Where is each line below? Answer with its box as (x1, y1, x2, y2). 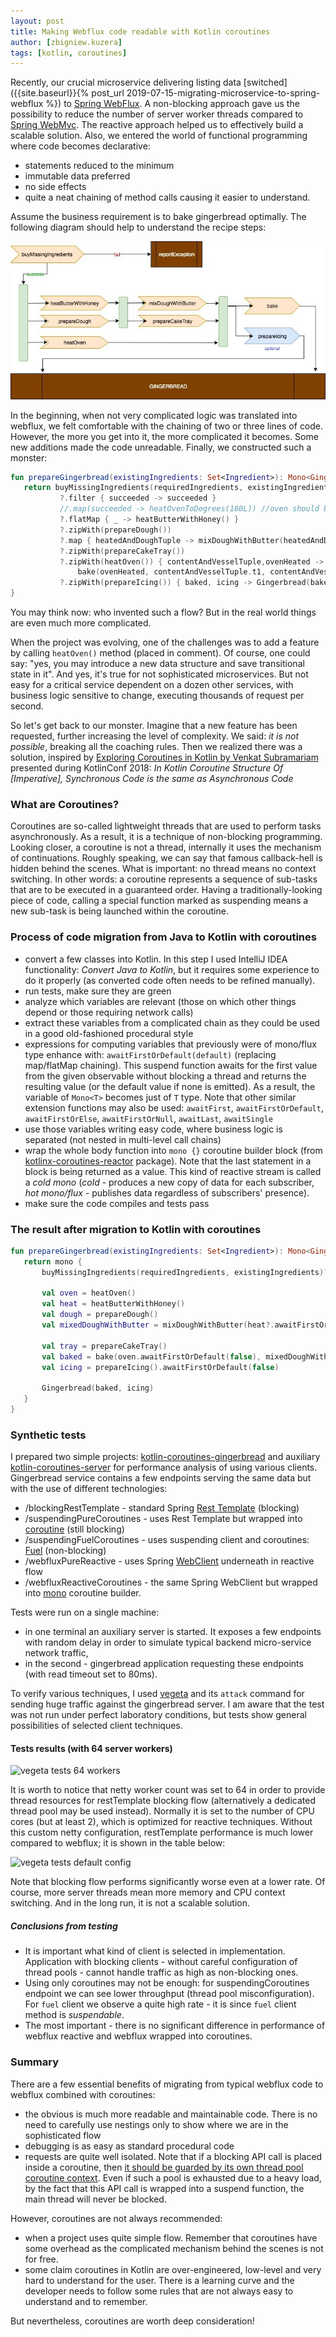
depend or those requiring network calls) (24, 1006, 194, 1018)
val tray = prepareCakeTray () (41, 1341, 168, 1351)
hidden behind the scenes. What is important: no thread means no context (10, 863, 317, 875)
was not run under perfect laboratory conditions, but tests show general (10, 1709, 307, 1721)
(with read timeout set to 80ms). (24, 1668, 158, 1680)
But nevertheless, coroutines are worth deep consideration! (10, 2315, 255, 2327)
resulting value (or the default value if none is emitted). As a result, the (24, 1080, 316, 1092)
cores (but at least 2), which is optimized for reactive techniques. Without (10, 1816, 313, 1828)
